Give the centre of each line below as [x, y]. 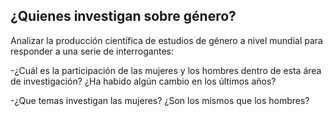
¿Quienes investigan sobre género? [123, 16]
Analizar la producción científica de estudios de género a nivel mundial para [166, 40]
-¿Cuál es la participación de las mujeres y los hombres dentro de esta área [166, 70]
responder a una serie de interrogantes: [92, 51]
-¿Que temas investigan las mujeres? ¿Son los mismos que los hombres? [160, 100]
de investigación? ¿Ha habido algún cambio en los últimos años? [143, 81]
